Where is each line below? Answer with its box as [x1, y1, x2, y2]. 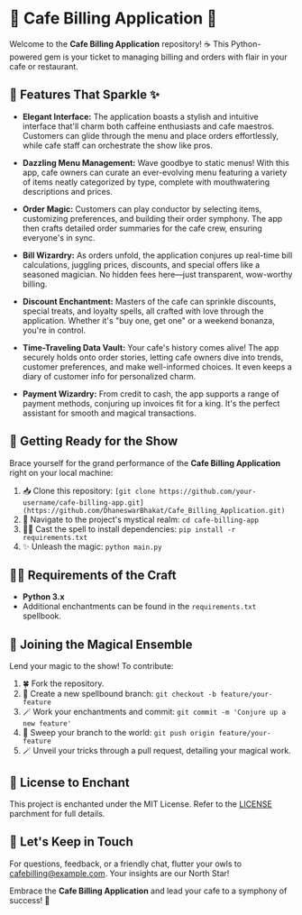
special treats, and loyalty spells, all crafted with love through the [22, 306, 264, 316]
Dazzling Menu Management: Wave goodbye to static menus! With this [22, 157, 290, 168]
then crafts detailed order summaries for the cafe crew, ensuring [22, 223, 263, 233]
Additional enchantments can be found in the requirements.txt [22, 601, 257, 612]
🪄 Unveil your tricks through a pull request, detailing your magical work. [22, 746, 291, 756]
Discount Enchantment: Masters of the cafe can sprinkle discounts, [22, 296, 277, 307]
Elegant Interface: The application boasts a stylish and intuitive [22, 111, 259, 122]
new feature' [22, 719, 72, 728]
